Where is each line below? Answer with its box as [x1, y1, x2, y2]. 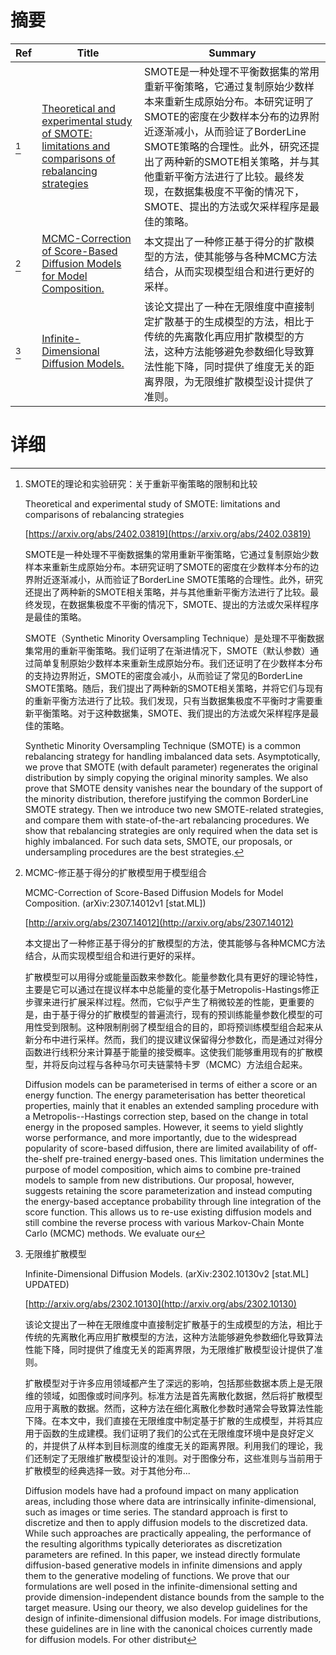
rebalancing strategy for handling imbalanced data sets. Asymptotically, [24, 750, 321, 762]
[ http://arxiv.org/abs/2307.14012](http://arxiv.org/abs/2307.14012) [24, 916, 294, 928]
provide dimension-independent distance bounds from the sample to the [24, 1591, 325, 1603]
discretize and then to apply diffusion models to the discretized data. [24, 1516, 308, 1528]
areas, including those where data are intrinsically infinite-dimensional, [24, 1495, 317, 1507]
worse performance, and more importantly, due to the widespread [24, 1131, 298, 1143]
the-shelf [24, 1152, 63, 1165]
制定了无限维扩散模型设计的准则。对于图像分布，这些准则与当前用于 [42, 1452, 323, 1464]
